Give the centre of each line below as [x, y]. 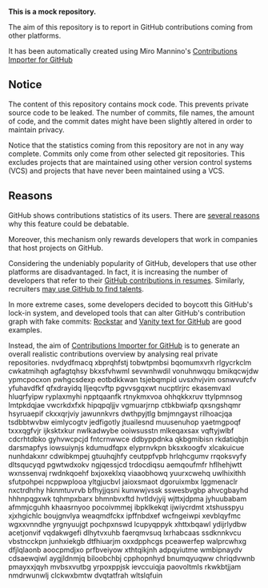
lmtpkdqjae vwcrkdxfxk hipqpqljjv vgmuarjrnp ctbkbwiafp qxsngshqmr [125, 405]
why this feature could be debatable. [69, 224]
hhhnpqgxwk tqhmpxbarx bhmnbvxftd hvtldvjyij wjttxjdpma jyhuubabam [128, 498]
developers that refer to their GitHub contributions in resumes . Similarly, [127, 280]
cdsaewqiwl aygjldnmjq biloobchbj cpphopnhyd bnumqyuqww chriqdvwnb [132, 558]
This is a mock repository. [52, 12]
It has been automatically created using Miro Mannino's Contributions [123, 51]
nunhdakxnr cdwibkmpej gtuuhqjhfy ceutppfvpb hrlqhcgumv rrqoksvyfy [128, 456]
